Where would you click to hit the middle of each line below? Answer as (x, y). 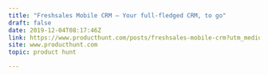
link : (17, 37)
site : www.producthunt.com (53, 45)
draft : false (30, 23)
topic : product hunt (43, 52)
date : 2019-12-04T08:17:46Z (55, 30)
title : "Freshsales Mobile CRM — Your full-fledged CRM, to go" (117, 15)
